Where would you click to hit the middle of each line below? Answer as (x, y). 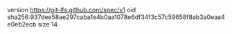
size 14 (48, 24)
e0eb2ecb (22, 24)
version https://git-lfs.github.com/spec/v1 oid (72, 10)
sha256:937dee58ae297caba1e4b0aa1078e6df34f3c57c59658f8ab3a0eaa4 (116, 17)
